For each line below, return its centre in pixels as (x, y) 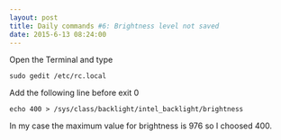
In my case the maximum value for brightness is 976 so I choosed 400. (141, 126)
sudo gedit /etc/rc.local (58, 76)
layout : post (34, 17)
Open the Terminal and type (61, 60)
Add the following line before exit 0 (74, 93)
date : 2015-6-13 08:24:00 (58, 34)
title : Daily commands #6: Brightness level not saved (114, 26)
